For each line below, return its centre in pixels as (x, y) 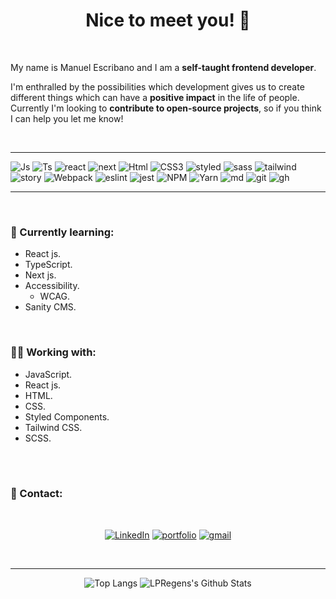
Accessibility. (52, 286)
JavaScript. (48, 374)
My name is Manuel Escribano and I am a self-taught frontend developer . (163, 67)
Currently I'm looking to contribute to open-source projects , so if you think (166, 108)
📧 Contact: (36, 494)
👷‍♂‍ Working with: (53, 352)
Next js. (40, 275)
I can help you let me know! (67, 118)
